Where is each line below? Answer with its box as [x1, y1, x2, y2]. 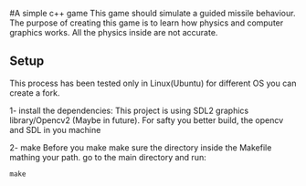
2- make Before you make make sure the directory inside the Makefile [9, 141, 272, 153]
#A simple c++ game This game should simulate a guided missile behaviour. [9, 8, 296, 18]
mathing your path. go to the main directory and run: [9, 151, 207, 162]
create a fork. [9, 87, 60, 98]
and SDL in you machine [9, 124, 101, 135]
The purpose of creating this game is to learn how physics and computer [9, 17, 284, 28]
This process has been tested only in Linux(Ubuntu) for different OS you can [9, 77, 297, 88]
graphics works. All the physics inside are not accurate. [9, 27, 218, 37]
